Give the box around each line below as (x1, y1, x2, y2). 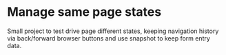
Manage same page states (7, 4, 162, 20)
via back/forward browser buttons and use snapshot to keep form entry (7, 34, 210, 42)
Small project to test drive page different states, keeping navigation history (7, 27, 219, 35)
